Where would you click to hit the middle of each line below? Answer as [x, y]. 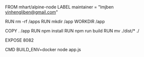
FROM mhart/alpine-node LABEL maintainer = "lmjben [59, 7]
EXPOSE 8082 [20, 40]
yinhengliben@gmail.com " [31, 12]
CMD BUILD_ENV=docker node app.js [43, 50]
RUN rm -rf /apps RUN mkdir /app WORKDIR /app [55, 21]
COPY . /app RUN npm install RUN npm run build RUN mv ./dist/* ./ [72, 31]
